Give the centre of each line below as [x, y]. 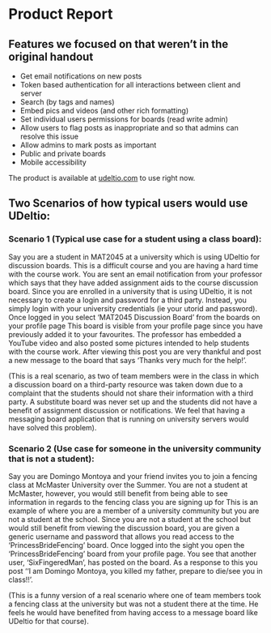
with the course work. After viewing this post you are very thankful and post [135, 351]
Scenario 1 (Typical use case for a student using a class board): [135, 239]
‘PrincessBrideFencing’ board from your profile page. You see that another [133, 554]
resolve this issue [49, 136]
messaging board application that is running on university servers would [129, 419]
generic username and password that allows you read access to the [121, 537]
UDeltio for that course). [49, 621]
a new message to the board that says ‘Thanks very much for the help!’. [127, 360]
